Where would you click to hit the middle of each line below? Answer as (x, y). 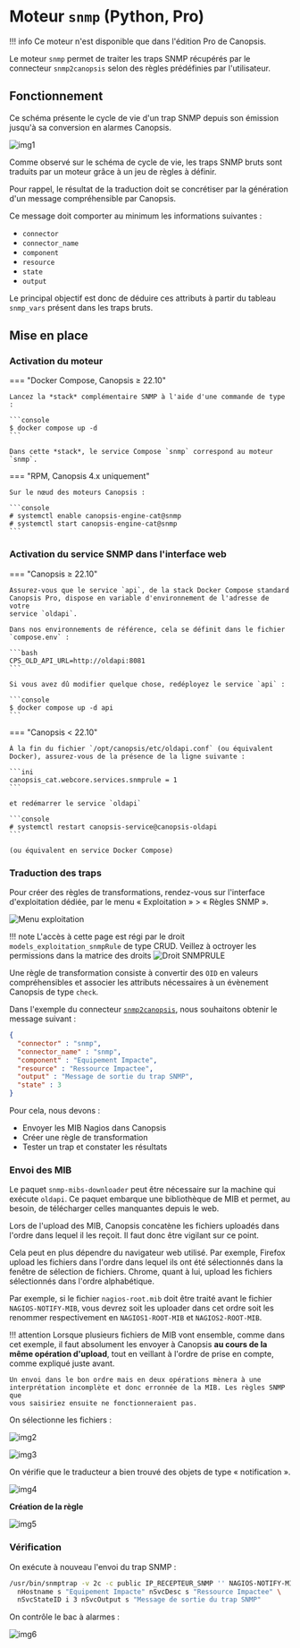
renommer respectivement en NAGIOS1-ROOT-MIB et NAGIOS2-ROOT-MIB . (136, 1318)
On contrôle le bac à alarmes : (65, 1617)
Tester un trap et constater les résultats (95, 1147)
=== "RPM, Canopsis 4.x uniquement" (79, 476)
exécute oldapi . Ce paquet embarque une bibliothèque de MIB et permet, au (150, 1199)
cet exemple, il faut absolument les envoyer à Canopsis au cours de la (138, 1345)
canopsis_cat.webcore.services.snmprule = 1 (93, 780)
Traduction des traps (56, 873)
